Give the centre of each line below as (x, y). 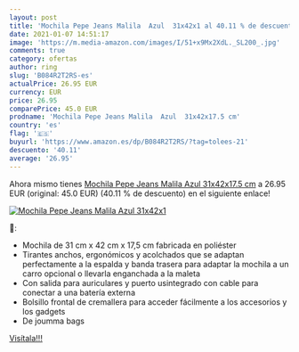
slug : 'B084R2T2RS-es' (51, 76)
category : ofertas (43, 59)
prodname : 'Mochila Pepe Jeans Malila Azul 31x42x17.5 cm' (125, 117)
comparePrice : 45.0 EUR (53, 109)
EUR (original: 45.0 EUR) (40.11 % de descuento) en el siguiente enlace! (140, 193)
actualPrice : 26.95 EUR (53, 84)
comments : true (37, 51)
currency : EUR (36, 92)
